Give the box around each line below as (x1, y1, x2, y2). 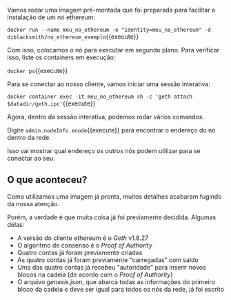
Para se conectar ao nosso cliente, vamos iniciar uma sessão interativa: (7, 80, 210, 88)
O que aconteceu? (7, 174, 88, 186)
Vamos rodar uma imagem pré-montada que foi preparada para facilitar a (7, 6, 216, 14)
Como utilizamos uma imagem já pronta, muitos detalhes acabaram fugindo (7, 192, 222, 201)
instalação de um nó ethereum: (7, 13, 95, 21)
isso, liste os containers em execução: (7, 53, 116, 61)
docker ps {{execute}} (7, 67, 68, 74)
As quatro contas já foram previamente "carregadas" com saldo (17, 255, 199, 264)
